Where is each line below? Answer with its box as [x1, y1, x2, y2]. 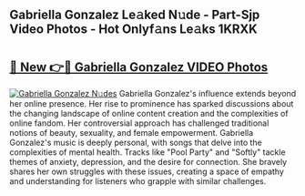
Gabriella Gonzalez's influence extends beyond [118, 88, 297, 98]
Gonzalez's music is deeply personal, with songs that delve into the [9, 137, 262, 148]
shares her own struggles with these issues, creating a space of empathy [9, 166, 285, 177]
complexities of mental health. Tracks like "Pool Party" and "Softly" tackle [9, 147, 286, 158]
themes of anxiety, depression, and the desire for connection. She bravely [9, 157, 288, 167]
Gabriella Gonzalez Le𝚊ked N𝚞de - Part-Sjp [9, 7, 260, 23]
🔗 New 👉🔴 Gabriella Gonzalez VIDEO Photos [9, 59, 269, 75]
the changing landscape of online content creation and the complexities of [9, 108, 289, 119]
